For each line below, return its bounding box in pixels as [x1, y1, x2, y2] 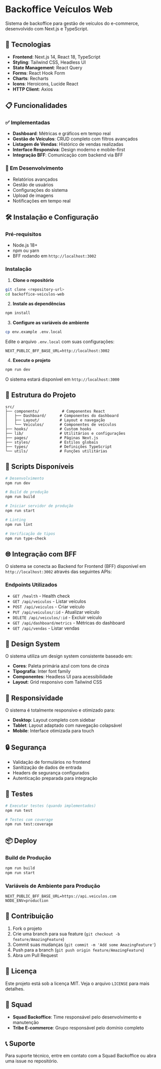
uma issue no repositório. [5, 1058, 58, 1064]
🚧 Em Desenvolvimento [5, 165, 63, 172]
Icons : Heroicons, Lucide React [12, 80, 78, 87]
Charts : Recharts [12, 75, 49, 81]
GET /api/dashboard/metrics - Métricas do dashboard [12, 620, 125, 626]
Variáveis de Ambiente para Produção [5, 882, 100, 889]
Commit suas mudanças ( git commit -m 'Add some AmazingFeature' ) [12, 941, 156, 948]
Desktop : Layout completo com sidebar [12, 717, 96, 723]
